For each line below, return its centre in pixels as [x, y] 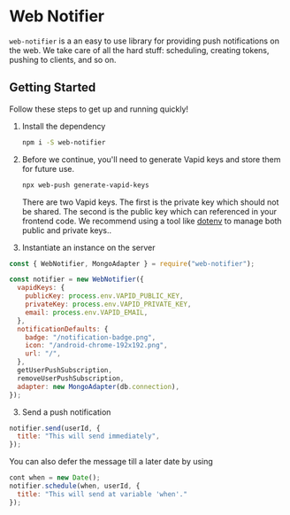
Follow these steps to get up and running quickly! [99, 109]
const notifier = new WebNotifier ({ [76, 280]
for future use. [48, 168]
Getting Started [53, 87]
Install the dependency [64, 126]
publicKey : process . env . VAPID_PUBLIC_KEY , [104, 296]
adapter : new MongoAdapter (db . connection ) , [98, 386]
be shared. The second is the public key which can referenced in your [149, 211]
